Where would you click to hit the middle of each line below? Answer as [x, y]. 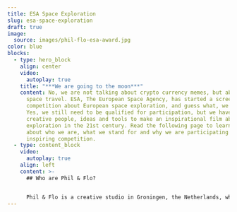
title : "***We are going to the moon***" [81, 86]
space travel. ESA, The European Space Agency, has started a [119, 100]
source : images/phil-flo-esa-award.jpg [72, 40]
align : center [41, 66]
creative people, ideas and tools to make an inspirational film [124, 119]
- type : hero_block [42, 60]
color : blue [25, 47]
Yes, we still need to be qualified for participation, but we [121, 112]
